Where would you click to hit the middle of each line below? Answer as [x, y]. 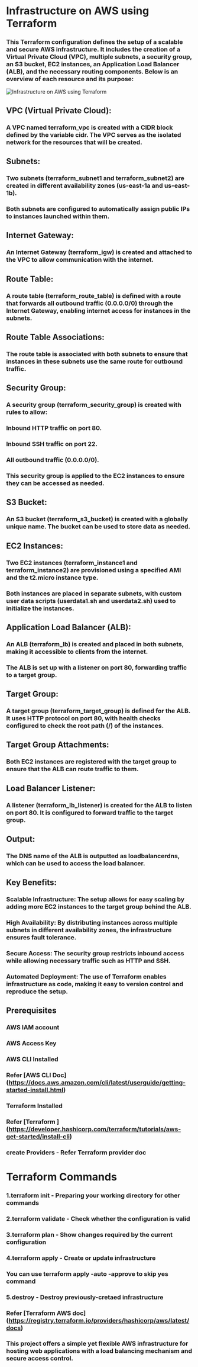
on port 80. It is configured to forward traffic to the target [90, 813]
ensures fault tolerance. [41, 938]
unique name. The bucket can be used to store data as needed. [98, 527]
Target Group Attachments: [58, 745]
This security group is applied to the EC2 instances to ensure [95, 476]
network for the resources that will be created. [74, 142]
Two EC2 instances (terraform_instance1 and [72, 563]
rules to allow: [27, 412]
